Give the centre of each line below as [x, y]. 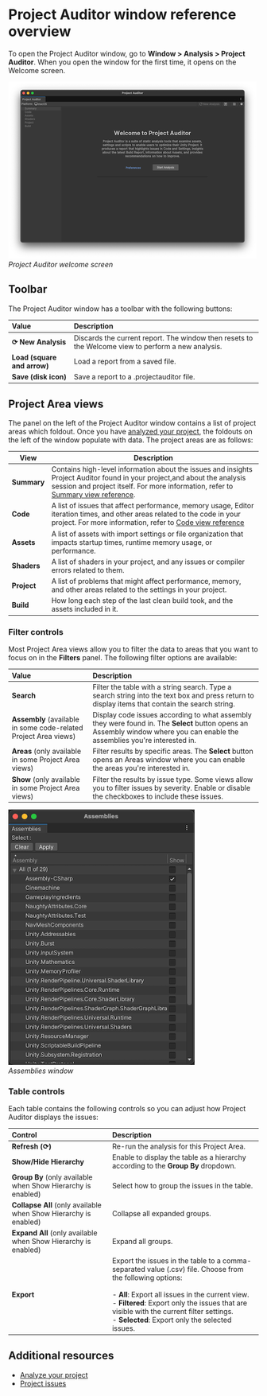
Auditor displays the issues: [54, 1117]
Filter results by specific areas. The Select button [173, 751]
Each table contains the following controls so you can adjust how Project [127, 1109]
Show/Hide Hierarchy [48, 1161]
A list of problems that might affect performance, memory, [146, 581]
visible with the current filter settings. [173, 1312]
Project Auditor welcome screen [61, 264]
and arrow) [30, 366]
